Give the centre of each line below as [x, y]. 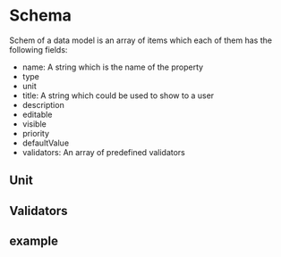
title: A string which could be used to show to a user [118, 95]
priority [36, 133]
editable [37, 114]
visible [34, 124]
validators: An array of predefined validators [104, 152]
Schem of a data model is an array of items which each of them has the [141, 40]
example [34, 241]
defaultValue [46, 143]
